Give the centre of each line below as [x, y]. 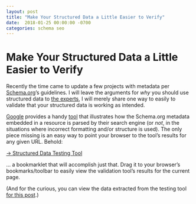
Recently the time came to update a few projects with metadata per [88, 86]
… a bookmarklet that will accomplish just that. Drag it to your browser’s [93, 165]
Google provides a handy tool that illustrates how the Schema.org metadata [98, 116]
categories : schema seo [35, 28]
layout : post [22, 12]
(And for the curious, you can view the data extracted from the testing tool [97, 189]
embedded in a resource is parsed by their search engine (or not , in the [93, 123]
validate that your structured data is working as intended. [76, 105]
